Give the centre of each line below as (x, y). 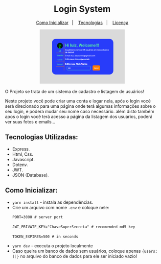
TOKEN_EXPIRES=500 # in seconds (45, 237)
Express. (21, 149)
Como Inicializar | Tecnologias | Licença (82, 23)
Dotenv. (20, 165)
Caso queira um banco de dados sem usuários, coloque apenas (76, 251)
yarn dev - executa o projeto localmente (52, 245)
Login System (82, 9)
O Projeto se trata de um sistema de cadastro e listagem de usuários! (75, 92)
